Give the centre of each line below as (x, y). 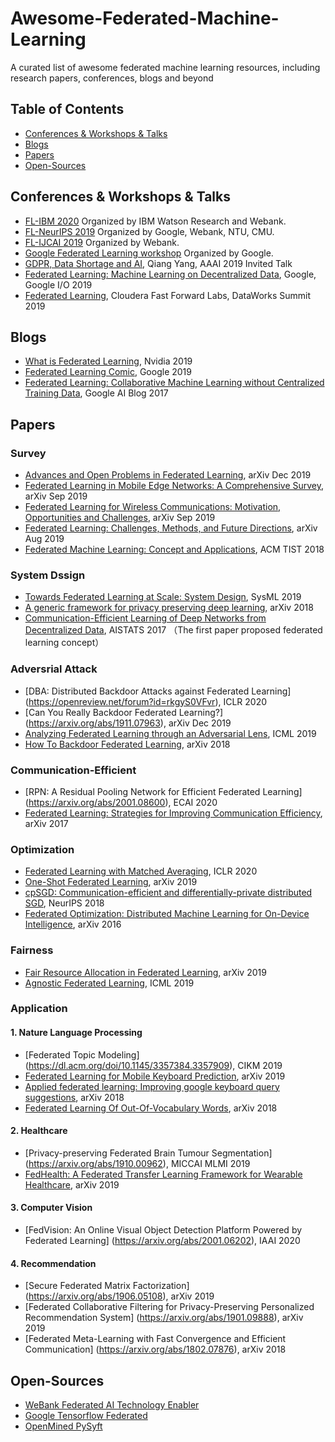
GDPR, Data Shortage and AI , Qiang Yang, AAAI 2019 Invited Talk (158, 263)
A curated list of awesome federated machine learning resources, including (165, 67)
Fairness (32, 950)
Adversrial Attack (54, 669)
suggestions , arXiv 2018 (74, 1097)
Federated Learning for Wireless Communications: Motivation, (153, 507)
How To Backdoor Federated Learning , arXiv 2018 (127, 744)
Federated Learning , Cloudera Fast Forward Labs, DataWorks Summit (168, 295)
